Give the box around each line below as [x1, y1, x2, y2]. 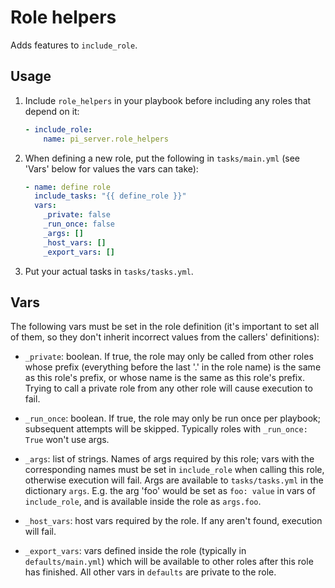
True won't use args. [24, 434, 110, 446]
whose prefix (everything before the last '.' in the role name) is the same [24, 361, 322, 373]
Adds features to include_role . [10, 39, 138, 51]
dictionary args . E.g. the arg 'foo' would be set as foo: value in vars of [24, 485, 316, 497]
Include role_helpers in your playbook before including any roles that [24, 94, 312, 106]
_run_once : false [43, 219, 116, 229]
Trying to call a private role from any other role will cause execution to [24, 382, 313, 395]
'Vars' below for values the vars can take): [24, 162, 199, 175]
